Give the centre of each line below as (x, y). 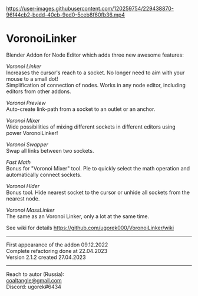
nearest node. (23, 198)
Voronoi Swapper (27, 144)
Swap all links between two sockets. (50, 150)
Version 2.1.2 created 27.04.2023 (46, 257)
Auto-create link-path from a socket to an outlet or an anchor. (81, 109)
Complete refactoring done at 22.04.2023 (57, 251)
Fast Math (19, 162)
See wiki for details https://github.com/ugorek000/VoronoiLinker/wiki (90, 228)
